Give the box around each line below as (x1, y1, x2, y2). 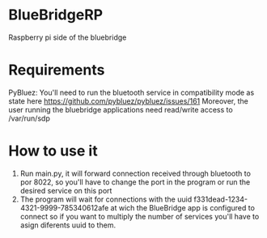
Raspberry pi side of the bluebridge (8, 32, 127, 42)
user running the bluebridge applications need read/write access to (8, 104, 233, 114)
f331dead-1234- (193, 194, 248, 204)
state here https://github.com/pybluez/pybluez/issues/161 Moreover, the (8, 96, 248, 106)
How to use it (8, 142, 99, 160)
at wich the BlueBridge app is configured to (110, 202, 255, 212)
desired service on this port (19, 185, 112, 195)
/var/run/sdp (8, 113, 50, 123)
